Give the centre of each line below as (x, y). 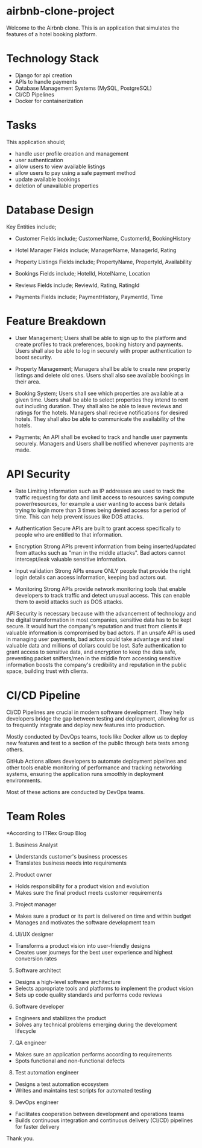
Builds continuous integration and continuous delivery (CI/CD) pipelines (104, 1120)
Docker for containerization (49, 101)
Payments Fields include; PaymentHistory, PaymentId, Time (89, 297)
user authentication (39, 160)
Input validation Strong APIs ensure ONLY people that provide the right (103, 570)
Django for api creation (43, 75)
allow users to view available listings (60, 166)
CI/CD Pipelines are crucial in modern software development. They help (95, 712)
